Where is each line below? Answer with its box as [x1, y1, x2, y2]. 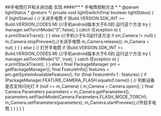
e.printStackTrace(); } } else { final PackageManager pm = [5, 61, 121, 67]
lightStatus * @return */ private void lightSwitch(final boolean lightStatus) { [5, 10, 154, 15]
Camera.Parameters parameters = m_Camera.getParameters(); [5, 89, 130, 94]
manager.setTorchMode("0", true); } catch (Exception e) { [5, 56, 119, 62]
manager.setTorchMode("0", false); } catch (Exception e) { [5, 27, 121, 32]
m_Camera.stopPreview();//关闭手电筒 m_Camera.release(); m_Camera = [5, 39, 149, 44]
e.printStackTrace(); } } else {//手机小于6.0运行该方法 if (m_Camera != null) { [5, 33, 156, 38]
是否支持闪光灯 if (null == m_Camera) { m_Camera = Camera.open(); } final [5, 84, 154, 89]
